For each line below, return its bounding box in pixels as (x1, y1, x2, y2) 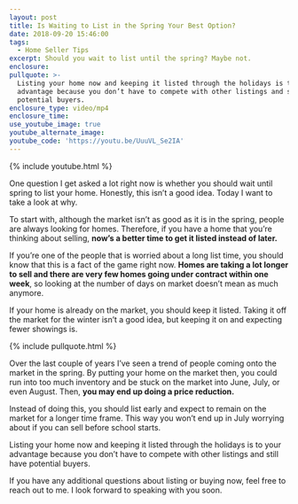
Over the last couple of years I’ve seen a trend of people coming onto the (9, 358, 277, 368)
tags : (9, 37, 29, 47)
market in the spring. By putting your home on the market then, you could (9, 367, 278, 377)
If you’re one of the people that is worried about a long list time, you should (9, 250, 284, 260)
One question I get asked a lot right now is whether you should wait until (9, 178, 273, 189)
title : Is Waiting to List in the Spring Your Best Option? (9, 21, 237, 30)
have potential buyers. (9, 458, 90, 469)
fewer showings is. (9, 323, 78, 334)
